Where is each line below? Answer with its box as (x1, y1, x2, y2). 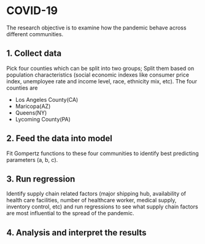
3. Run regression (6, 173, 75, 184)
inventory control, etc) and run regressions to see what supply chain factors (6, 203, 198, 210)
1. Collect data (6, 48, 62, 59)
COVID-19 (6, 4, 58, 18)
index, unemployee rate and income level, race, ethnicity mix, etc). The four (6, 77, 198, 85)
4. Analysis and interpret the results (6, 227, 147, 238)
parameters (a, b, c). (6, 156, 58, 163)
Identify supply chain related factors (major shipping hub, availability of (6, 190, 187, 197)
